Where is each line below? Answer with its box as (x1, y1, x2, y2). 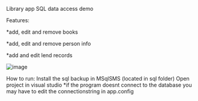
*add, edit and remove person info (6, 40, 91, 47)
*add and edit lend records (6, 52, 73, 59)
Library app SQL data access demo (6, 5, 94, 12)
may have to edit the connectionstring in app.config (6, 88, 134, 95)
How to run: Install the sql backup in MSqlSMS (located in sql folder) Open (6, 75, 190, 82)
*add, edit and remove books (6, 28, 78, 35)
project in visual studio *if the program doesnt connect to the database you (6, 81, 192, 88)
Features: (6, 17, 30, 23)
